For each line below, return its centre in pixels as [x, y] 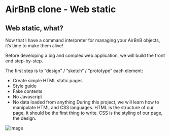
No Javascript [27, 97]
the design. [24, 118]
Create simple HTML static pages [47, 80]
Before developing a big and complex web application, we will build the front [85, 55]
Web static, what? [34, 28]
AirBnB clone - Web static [61, 9]
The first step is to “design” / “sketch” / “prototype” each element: [74, 71]
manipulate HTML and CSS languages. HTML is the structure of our [83, 107]
